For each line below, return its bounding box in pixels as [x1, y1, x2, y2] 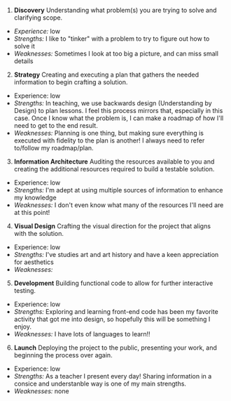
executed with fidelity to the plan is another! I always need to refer [13, 136, 205, 145]
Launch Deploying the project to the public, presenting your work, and [13, 343, 217, 352]
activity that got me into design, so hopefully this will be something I [13, 315, 211, 323]
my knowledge [13, 193, 57, 202]
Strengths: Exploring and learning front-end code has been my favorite [13, 308, 218, 315]
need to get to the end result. [13, 121, 98, 129]
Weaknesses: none [13, 387, 69, 395]
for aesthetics [13, 258, 54, 266]
